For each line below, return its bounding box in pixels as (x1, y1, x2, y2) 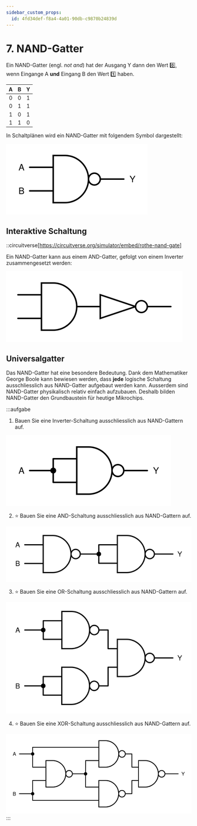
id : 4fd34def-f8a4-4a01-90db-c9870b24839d (11, 15, 117, 22)
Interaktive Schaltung (6, 226, 87, 236)
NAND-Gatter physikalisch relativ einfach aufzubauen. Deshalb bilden (6, 388, 175, 395)
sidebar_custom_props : (6, 9, 62, 15)
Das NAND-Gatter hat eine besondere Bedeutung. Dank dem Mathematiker (6, 369, 188, 377)
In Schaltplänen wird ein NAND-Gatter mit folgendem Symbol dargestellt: (6, 132, 183, 139)
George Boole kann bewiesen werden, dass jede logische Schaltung (6, 376, 172, 383)
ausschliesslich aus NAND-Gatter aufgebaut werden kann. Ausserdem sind (6, 382, 188, 389)
